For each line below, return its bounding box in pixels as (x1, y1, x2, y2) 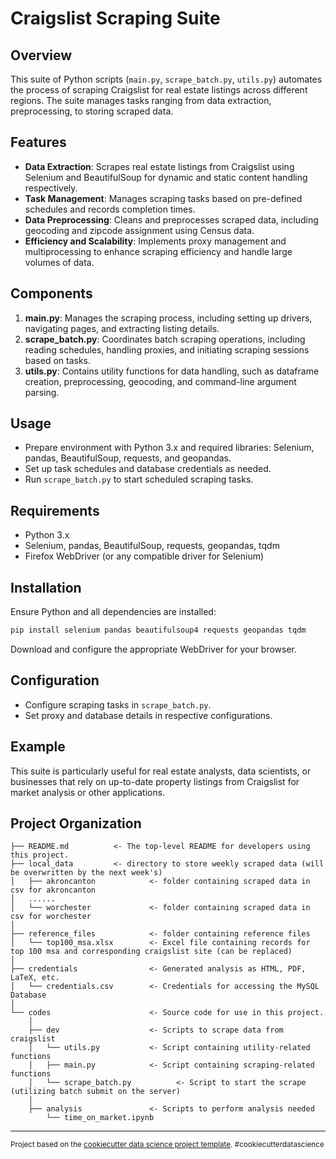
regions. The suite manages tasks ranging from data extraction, (10, 95, 272, 106)
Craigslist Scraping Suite (10, 7, 221, 30)
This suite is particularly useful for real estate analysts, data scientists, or (10, 765, 312, 777)
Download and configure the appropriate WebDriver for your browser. (10, 643, 298, 655)
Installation (10, 579, 82, 596)
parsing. (24, 386, 60, 398)
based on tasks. (24, 354, 92, 366)
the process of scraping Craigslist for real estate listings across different (10, 84, 308, 96)
